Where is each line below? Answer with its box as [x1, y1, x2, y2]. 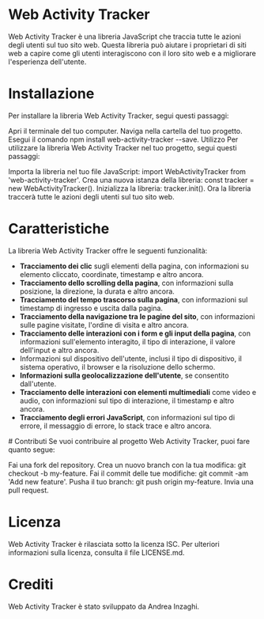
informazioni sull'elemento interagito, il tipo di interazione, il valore [19, 336, 236, 346]
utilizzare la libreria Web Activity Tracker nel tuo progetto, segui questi [8, 142, 237, 152]
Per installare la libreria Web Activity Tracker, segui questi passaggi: [8, 111, 229, 120]
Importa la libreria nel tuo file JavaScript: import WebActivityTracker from [8, 166, 247, 176]
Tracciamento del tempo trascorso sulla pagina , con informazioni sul [19, 294, 248, 304]
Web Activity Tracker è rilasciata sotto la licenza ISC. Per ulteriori [8, 539, 220, 549]
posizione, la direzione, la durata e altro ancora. [19, 287, 175, 296]
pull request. [8, 485, 49, 495]
